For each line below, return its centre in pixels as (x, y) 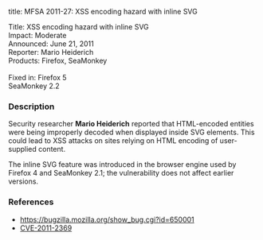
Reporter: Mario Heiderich (51, 52)
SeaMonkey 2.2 (34, 86)
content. (52, 149)
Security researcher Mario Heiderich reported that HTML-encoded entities (131, 124)
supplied (23, 149)
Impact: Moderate (37, 35)
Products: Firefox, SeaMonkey (58, 60)
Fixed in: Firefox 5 (37, 77)
